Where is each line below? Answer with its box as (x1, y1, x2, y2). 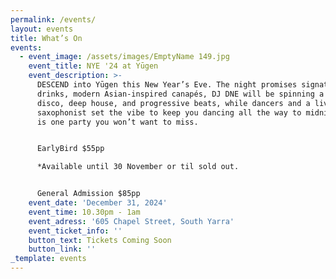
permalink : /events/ (10, 14, 97, 25)
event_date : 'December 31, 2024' (28, 198, 168, 208)
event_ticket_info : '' (28, 226, 123, 236)
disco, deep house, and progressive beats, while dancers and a (36, 98, 311, 108)
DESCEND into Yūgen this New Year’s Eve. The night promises (36, 80, 298, 90)
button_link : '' (28, 244, 97, 255)
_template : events (10, 254, 87, 264)
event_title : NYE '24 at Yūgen (28, 61, 159, 71)
